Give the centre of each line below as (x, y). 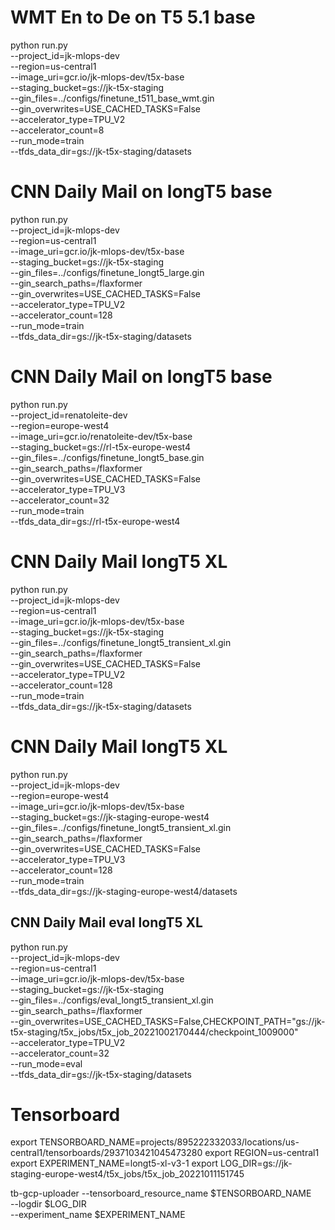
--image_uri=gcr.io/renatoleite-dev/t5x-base (101, 436)
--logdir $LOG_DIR (48, 1204)
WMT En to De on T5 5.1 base (133, 17)
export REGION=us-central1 (262, 1153)
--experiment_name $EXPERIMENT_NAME (98, 1215)
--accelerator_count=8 (57, 130)
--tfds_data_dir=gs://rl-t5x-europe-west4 (95, 521)
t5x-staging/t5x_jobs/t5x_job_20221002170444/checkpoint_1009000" (154, 1032)
